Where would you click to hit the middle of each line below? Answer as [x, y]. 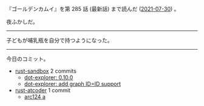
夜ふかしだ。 [22, 22]
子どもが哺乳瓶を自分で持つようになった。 [59, 40]
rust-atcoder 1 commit [43, 90]
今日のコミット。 [28, 59]
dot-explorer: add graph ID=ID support [73, 84]
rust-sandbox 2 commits [46, 71]
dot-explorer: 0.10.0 [49, 77]
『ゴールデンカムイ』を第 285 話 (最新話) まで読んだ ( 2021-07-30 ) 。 [93, 9]
